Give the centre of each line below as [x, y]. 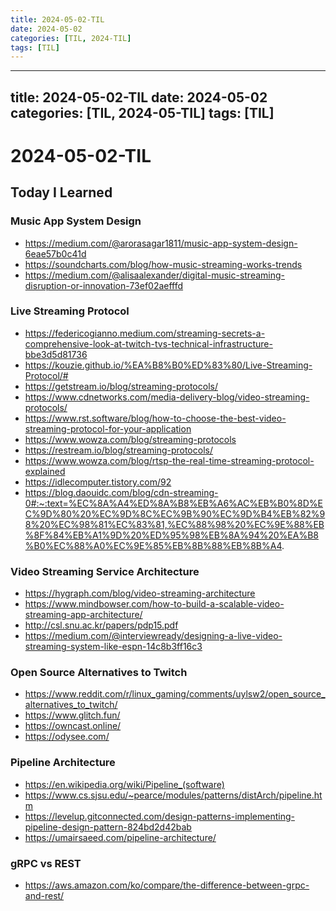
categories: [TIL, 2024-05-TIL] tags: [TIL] [142, 112]
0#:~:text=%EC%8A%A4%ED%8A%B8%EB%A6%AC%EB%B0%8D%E [173, 503]
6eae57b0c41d [55, 253]
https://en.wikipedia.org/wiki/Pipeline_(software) [124, 784]
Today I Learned [61, 192]
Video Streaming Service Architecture [105, 571]
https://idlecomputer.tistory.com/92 [98, 482]
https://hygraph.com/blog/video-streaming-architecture [140, 593]
